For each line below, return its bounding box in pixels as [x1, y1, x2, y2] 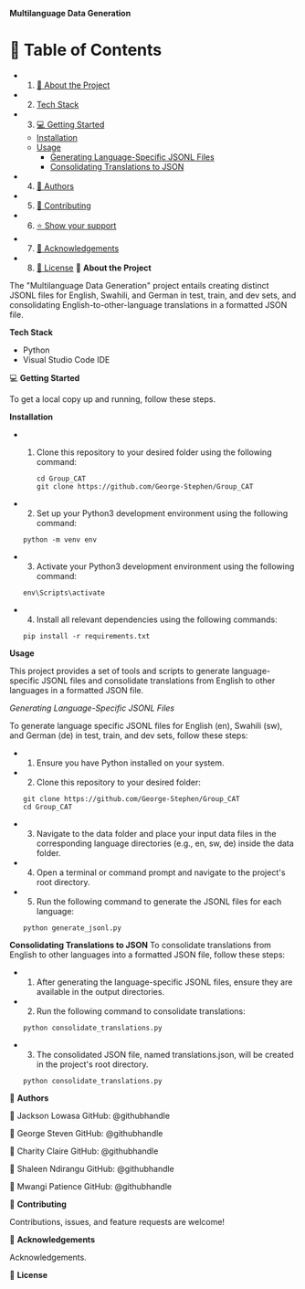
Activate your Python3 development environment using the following [36, 561, 295, 572]
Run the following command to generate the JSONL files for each [36, 895, 282, 907]
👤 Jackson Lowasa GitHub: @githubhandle [9, 1110, 171, 1121]
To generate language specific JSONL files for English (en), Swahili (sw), [9, 720, 283, 731]
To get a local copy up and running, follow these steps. [9, 393, 216, 405]
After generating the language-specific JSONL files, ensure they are [36, 977, 293, 988]
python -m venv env [22, 534, 98, 544]
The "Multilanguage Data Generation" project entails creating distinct [9, 280, 269, 291]
